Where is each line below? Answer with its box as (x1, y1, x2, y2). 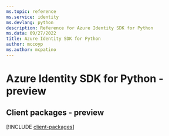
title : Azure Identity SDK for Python (6, 36, 101, 42)
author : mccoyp (6, 42, 43, 47)
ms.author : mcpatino (6, 47, 57, 53)
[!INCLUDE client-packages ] (6, 123, 75, 130)
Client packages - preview (6, 108, 104, 118)
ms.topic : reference (6, 8, 57, 15)
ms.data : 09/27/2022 (6, 30, 57, 36)
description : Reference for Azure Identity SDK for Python (6, 25, 154, 31)
